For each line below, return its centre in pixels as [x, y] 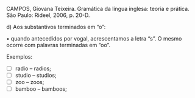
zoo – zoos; [30, 82]
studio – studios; [36, 76]
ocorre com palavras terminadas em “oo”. [58, 45]
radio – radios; [33, 68]
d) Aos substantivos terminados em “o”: [56, 27]
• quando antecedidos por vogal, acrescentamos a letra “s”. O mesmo [94, 38]
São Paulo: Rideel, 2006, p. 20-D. [48, 15]
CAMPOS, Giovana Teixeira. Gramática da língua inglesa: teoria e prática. [98, 9]
